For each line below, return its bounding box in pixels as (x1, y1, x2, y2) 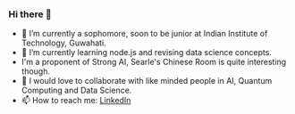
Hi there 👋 (8, 8, 53, 20)
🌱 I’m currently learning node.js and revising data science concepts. (21, 47, 272, 58)
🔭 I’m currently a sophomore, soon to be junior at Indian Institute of (21, 28, 268, 39)
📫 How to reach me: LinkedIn (21, 95, 131, 106)
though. (21, 66, 51, 77)
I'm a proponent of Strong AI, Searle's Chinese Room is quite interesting (21, 57, 287, 68)
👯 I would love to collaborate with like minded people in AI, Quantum (21, 76, 273, 86)
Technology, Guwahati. (21, 37, 106, 48)
